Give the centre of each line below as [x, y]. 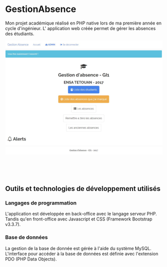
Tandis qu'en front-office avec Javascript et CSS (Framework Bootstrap [79, 219]
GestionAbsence [41, 9]
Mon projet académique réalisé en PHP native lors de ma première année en [83, 23]
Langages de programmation [41, 202]
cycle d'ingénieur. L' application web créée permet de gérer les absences [81, 28]
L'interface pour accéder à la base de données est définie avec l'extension [82, 253]
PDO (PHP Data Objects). [31, 259]
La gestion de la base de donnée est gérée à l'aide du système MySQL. [78, 248]
